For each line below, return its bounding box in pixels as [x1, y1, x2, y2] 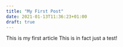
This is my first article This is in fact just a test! [6, 35, 118, 42]
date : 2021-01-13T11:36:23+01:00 [6, 14, 87, 19]
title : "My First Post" [6, 8, 64, 14]
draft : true [6, 19, 35, 25]
